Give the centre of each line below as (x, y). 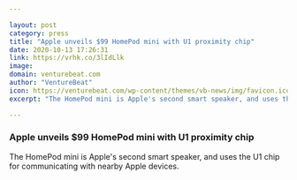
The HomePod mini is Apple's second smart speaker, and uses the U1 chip (145, 156)
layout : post (33, 25)
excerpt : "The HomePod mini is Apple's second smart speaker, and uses (144, 99)
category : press (39, 33)
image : (21, 66)
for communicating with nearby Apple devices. (94, 166)
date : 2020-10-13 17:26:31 (59, 49)
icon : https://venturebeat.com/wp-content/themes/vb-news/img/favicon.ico (150, 90)
